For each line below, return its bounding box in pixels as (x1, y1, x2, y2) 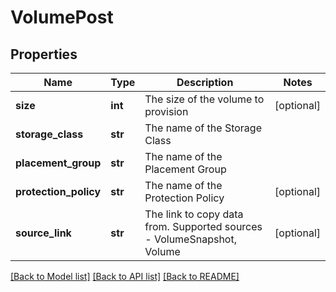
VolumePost (10, 6, 114, 29)
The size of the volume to (144, 92, 265, 106)
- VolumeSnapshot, (144, 232, 237, 246)
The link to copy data (144, 207, 244, 221)
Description (176, 76, 234, 89)
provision (144, 105, 189, 118)
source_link (15, 226, 72, 240)
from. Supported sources (144, 220, 263, 233)
